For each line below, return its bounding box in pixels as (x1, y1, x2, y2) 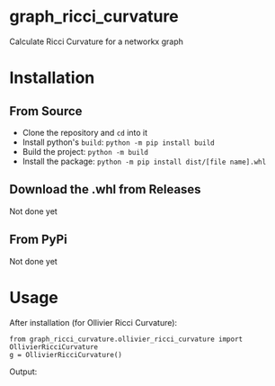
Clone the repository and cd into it (22, 127, 148, 138)
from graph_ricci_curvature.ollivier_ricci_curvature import (9, 335, 244, 344)
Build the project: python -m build (22, 146, 148, 157)
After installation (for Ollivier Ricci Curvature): (9, 317, 178, 328)
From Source (9, 103, 83, 119)
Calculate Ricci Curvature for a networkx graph (9, 36, 184, 47)
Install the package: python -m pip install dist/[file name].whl (22, 156, 267, 166)
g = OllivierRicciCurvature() (9, 350, 123, 359)
